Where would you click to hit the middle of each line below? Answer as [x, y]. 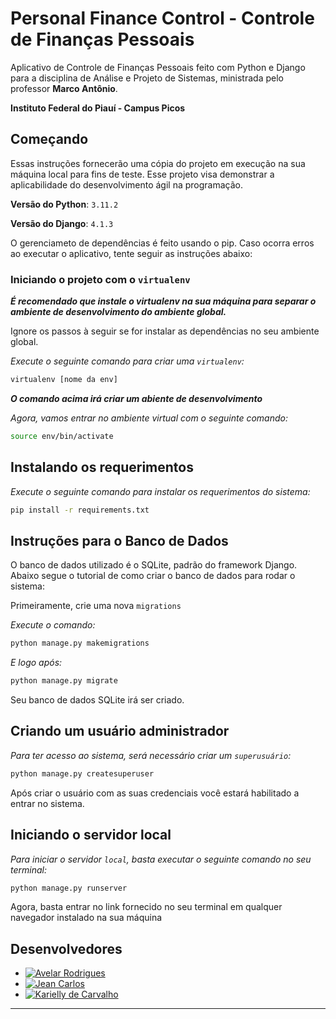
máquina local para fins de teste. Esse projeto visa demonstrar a [142, 174]
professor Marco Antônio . [64, 88]
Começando [49, 139]
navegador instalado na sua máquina [86, 918]
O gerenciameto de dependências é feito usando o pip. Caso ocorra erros [162, 243]
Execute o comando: [53, 625]
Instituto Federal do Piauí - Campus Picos [98, 108]
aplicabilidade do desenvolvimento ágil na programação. [127, 184]
